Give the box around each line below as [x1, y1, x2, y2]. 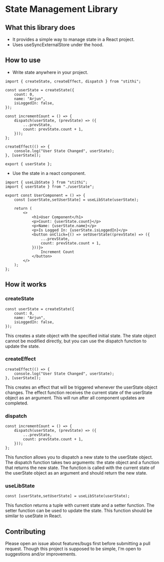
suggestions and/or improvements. [5, 551, 77, 557]
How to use [5, 56, 41, 65]
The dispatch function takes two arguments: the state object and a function [5, 460, 160, 466]
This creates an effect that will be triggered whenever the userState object [5, 384, 158, 390]
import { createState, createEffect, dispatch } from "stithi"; [5, 79, 141, 84]
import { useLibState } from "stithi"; [5, 180, 88, 185]
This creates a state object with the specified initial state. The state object [5, 332, 157, 338]
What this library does [5, 23, 76, 32]
